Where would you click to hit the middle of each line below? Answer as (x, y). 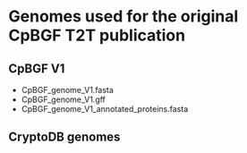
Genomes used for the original (123, 17)
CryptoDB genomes (64, 137)
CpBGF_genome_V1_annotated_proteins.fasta (105, 109)
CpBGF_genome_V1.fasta (67, 90)
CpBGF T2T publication (97, 35)
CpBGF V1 (37, 68)
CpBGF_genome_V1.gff (64, 99)
